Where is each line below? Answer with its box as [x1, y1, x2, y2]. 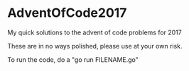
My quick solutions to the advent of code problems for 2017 [7, 28, 183, 37]
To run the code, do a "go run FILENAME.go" [7, 55, 139, 64]
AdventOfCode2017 [7, 5, 127, 21]
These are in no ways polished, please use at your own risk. [7, 41, 183, 50]
